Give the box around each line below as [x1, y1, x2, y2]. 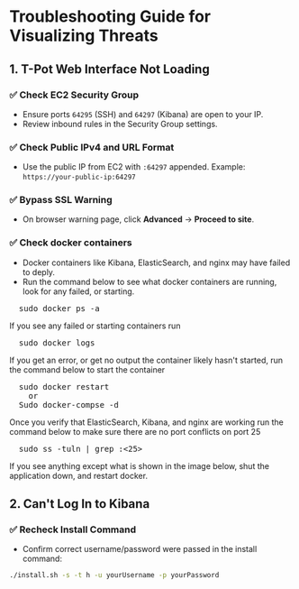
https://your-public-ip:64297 [22, 173, 137, 182]
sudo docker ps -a [18, 303, 101, 313]
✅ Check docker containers [9, 236, 132, 249]
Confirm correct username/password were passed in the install [22, 544, 258, 555]
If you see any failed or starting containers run [9, 320, 181, 331]
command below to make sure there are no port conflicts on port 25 [9, 426, 261, 437]
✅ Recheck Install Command [9, 523, 137, 536]
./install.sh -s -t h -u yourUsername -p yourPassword [9, 571, 220, 580]
